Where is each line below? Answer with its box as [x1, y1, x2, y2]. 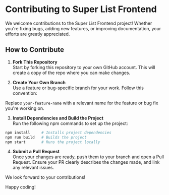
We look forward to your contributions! [5, 174, 86, 180]
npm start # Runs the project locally [5, 140, 100, 145]
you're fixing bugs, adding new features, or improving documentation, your [5, 25, 161, 31]
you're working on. [5, 105, 44, 111]
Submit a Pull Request [12, 149, 60, 155]
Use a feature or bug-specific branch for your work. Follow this [12, 85, 144, 91]
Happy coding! [5, 184, 36, 190]
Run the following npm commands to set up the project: [12, 120, 128, 126]
